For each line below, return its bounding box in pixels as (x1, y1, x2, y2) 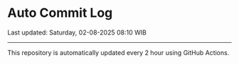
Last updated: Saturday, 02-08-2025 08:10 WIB (7, 28, 147, 37)
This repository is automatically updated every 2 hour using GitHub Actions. (7, 48, 230, 57)
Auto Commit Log (7, 5, 113, 21)
